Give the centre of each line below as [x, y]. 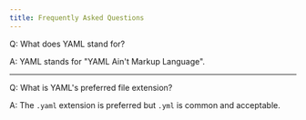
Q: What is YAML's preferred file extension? [91, 87]
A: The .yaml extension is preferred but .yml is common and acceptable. [145, 105]
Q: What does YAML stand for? [67, 44]
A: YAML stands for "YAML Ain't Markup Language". [107, 61]
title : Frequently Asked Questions [77, 18]
